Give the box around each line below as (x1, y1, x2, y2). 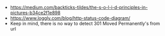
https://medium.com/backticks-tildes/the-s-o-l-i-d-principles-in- (10, 5, 148, 10)
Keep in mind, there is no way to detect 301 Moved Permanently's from (10, 20, 160, 26)
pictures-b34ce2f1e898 (10, 10, 60, 16)
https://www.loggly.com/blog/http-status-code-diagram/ (10, 15, 131, 21)
